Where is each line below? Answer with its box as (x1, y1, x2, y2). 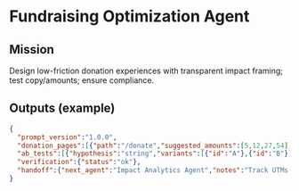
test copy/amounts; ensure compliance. (9, 75, 154, 86)
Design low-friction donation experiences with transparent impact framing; (9, 65, 283, 76)
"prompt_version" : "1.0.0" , (17, 132, 117, 142)
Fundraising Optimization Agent (9, 6, 250, 27)
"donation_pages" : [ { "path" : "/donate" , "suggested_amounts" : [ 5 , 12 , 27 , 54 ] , (17, 141, 293, 150)
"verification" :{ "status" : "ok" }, (17, 158, 141, 167)
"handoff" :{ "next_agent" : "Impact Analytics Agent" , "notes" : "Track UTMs (17, 166, 289, 175)
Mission (9, 42, 55, 57)
